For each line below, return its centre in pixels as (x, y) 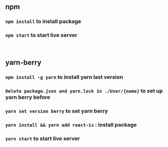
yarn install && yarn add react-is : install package (71, 124)
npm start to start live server (41, 35)
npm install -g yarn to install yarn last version (64, 77)
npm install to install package (43, 22)
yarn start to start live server (43, 138)
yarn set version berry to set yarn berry (57, 111)
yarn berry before (28, 97)
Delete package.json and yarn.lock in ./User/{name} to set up (84, 91)
